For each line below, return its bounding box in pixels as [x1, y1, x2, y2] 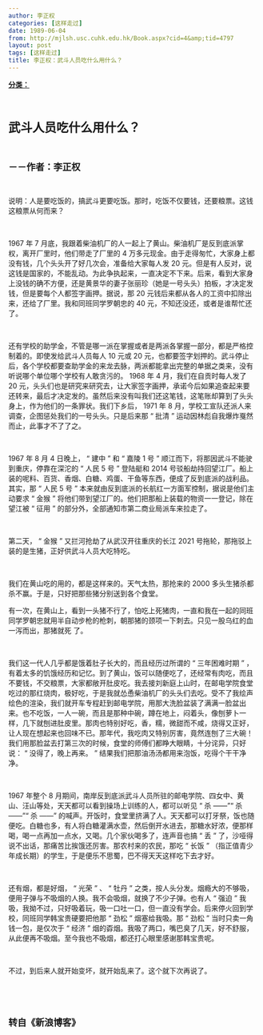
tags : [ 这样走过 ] [8, 49, 62, 57]
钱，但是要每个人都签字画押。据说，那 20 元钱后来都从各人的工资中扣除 [8, 288, 245, 298]
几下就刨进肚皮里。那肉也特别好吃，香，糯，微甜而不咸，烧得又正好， [22, 718, 253, 728]
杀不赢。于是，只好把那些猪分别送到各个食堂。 [8, 588, 162, 598]
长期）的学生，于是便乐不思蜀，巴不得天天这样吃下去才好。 [22, 850, 218, 860]
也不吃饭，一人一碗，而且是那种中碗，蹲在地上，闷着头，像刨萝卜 [22, 708, 240, 717]
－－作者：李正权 [8, 161, 81, 173]
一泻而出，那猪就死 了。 [8, 625, 88, 635]
